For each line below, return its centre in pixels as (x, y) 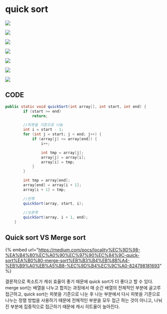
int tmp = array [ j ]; (62, 152)
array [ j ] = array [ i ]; (63, 157)
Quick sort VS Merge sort (45, 238)
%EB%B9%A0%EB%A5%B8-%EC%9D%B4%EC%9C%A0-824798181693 (82, 266)
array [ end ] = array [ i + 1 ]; (52, 185)
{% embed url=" (22, 250)
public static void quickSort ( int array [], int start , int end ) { (76, 106)
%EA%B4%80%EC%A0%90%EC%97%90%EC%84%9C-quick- (72, 255)
